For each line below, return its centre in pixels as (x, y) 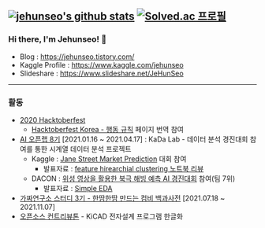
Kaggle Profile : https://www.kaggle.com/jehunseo (101, 64)
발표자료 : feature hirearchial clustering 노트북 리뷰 (123, 168)
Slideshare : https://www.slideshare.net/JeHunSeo (101, 73)
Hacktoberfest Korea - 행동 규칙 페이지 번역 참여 (107, 129)
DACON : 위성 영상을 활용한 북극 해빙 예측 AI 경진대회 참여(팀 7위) (133, 178)
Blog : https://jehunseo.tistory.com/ (77, 57)
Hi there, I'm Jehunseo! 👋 (58, 39)
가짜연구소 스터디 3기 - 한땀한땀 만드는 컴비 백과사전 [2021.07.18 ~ (122, 198)
